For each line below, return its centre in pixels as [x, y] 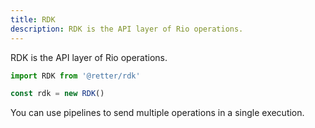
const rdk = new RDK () [57, 94]
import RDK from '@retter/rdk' [75, 76]
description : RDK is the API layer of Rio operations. [127, 29]
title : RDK [33, 19]
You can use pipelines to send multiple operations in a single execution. [157, 113]
